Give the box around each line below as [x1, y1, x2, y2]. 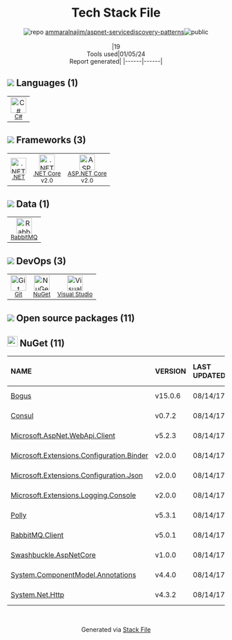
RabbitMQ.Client [10, 531, 64, 540]
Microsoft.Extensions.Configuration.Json [10, 470, 144, 480]
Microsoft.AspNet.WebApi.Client [10, 431, 115, 441]
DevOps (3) [16, 255, 67, 267]
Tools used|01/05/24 [86, 50, 146, 58]
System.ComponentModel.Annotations [10, 570, 137, 580]
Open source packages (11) [16, 312, 135, 324]
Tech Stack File [71, 5, 161, 21]
